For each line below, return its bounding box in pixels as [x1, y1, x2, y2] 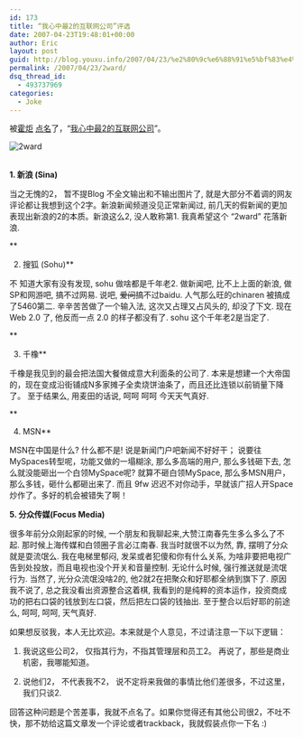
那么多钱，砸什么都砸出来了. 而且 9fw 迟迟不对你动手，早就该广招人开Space [9, 479, 294, 490]
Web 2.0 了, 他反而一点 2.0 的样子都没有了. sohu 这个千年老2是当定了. [9, 313, 270, 323]
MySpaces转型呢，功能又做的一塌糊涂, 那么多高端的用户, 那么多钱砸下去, [9, 456, 281, 467]
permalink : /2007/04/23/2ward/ [9, 64, 127, 73]
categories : [9, 89, 54, 98]
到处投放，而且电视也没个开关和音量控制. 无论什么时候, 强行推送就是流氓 [16, 562, 287, 574]
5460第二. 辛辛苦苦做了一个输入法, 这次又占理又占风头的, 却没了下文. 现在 [16, 301, 292, 312]
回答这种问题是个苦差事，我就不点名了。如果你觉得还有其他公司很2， [9, 706, 268, 718]
